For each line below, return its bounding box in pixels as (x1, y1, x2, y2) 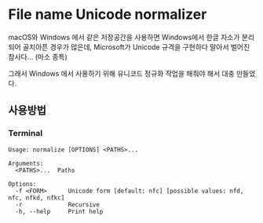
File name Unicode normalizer (8, 5, 207, 24)
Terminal (8, 128, 43, 139)
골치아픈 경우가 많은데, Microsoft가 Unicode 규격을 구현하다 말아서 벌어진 (22, 42, 250, 52)
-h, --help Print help (15, 207, 104, 215)
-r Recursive (15, 200, 100, 209)
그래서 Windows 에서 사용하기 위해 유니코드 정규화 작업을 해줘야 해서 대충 (8, 68, 236, 78)
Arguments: (8, 159, 44, 167)
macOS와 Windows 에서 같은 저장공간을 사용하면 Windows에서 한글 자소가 (8, 32, 240, 42)
